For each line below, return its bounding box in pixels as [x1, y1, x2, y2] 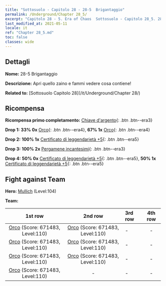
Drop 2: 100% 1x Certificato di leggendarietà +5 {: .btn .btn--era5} [5, 136, 139, 142]
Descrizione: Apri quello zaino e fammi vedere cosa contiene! [5, 80, 132, 86]
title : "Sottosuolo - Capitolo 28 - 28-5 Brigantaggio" [5, 7, 125, 12]
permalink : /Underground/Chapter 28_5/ [5, 12, 87, 17]
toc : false [5, 35, 28, 40]
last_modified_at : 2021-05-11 [5, 21, 68, 26]
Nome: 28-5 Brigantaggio [5, 71, 58, 77]
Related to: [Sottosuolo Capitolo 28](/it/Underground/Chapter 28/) [5, 90, 141, 96]
